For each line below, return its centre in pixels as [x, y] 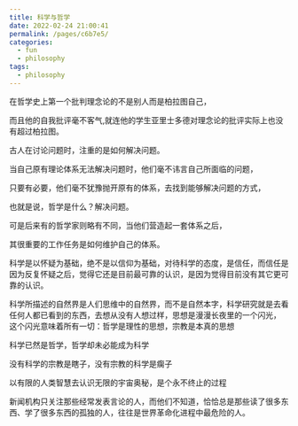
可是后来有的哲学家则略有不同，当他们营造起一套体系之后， [118, 225]
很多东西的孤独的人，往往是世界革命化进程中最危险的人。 [145, 412]
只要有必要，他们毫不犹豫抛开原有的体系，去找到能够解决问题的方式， [137, 188]
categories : [31, 42]
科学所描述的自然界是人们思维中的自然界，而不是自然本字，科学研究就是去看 [149, 304]
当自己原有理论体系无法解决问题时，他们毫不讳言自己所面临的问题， [133, 168]
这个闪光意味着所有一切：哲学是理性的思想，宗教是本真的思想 [122, 326]
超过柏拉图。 [40, 131]
